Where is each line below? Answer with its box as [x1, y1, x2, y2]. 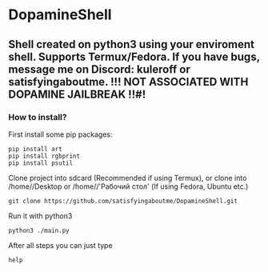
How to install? [8, 111, 67, 122]
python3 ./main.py [8, 226, 70, 234]
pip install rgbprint [8, 152, 81, 160]
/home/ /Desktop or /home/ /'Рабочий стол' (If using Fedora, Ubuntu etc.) [8, 182, 249, 191]
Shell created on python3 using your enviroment [8, 38, 254, 51]
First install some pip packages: [8, 130, 114, 139]
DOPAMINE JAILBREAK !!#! [8, 87, 146, 101]
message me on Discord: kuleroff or [8, 62, 190, 76]
